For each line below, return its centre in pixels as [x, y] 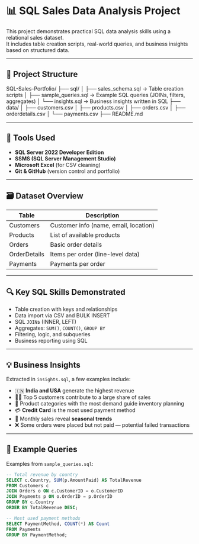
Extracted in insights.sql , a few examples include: [68, 379]
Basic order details [76, 244]
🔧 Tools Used [31, 138]
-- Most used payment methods [44, 518]
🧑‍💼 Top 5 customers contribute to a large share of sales [83, 397]
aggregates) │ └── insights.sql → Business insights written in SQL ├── [93, 101]
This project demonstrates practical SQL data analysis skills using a [88, 31]
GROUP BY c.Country [30, 502]
